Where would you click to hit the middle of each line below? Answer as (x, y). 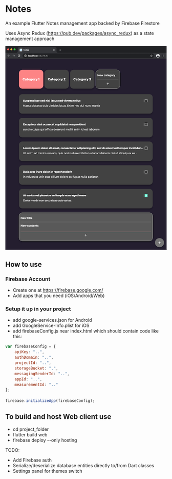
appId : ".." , (28, 379)
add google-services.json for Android (52, 320)
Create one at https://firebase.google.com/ (58, 290)
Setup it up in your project (38, 309)
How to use (24, 264)
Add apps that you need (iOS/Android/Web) (59, 296)
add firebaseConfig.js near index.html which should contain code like (86, 331)
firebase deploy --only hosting (45, 440)
